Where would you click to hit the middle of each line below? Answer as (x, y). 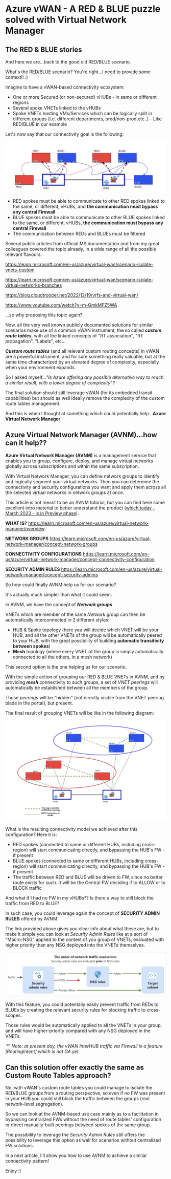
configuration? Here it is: (31, 834)
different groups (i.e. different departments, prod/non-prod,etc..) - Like (87, 119)
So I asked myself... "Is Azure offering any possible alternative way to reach (84, 377)
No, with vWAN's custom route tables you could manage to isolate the (79, 1088)
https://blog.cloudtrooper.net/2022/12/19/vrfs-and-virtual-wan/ (72, 295)
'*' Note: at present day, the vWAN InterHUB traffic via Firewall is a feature (84, 1046)
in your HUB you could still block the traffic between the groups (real (77, 1099)
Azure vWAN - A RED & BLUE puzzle (83, 9)
